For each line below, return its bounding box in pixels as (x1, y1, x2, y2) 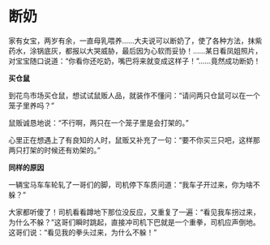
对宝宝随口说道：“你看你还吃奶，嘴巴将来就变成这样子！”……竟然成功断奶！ (8, 56, 261, 66)
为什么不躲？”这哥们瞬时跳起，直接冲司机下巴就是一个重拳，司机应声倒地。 (8, 217, 261, 227)
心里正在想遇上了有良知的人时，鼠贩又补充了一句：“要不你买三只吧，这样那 (8, 135, 261, 144)
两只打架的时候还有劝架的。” (8, 145, 101, 155)
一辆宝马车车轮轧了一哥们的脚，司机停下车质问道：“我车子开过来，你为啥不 (8, 179, 261, 189)
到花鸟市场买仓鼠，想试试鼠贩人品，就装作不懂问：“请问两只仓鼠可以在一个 (8, 90, 261, 100)
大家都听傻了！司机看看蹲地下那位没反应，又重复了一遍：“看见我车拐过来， (8, 207, 261, 217)
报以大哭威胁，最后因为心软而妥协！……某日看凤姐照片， (71, 45, 263, 55)
